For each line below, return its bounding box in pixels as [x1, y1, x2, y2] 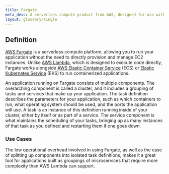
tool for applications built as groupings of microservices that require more [5, 157, 158, 164]
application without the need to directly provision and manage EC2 [5, 54, 143, 61]
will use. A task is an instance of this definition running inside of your [5, 107, 148, 113]
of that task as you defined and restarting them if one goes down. [5, 123, 141, 129]
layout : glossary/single [5, 17, 57, 22]
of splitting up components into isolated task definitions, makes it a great [5, 152, 156, 158]
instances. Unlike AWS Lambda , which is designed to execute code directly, [5, 60, 162, 66]
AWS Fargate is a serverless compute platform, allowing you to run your [5, 49, 154, 55]
